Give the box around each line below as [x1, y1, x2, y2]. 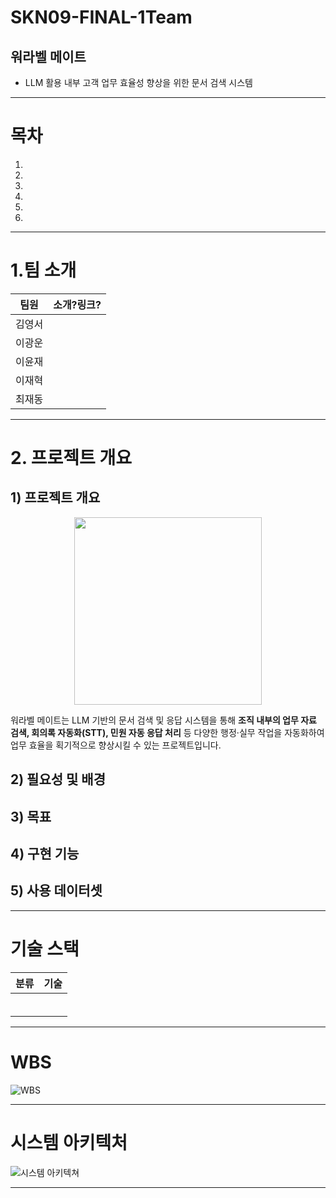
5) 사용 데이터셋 [10, 882, 103, 900]
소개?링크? [53, 297, 102, 311]
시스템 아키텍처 [10, 1131, 128, 1154]
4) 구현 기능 [10, 846, 80, 863]
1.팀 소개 [10, 259, 77, 282]
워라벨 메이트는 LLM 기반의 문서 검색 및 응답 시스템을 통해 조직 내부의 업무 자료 [10, 714, 317, 726]
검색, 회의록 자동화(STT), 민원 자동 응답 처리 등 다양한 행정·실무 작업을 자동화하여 [10, 726, 325, 738]
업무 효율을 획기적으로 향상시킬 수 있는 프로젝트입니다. [10, 739, 222, 751]
